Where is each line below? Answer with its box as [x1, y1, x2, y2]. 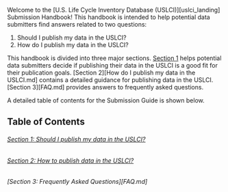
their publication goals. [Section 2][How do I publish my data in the [7, 68, 196, 77]
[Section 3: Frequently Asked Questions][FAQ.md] [7, 178, 148, 186]
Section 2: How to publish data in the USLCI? [7, 156, 134, 165]
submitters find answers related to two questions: [7, 20, 147, 28]
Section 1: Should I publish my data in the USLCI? [7, 135, 146, 143]
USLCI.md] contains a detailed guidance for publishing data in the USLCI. [7, 76, 214, 84]
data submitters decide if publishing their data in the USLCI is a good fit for [7, 61, 218, 69]
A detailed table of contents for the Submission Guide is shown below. [7, 96, 205, 105]
